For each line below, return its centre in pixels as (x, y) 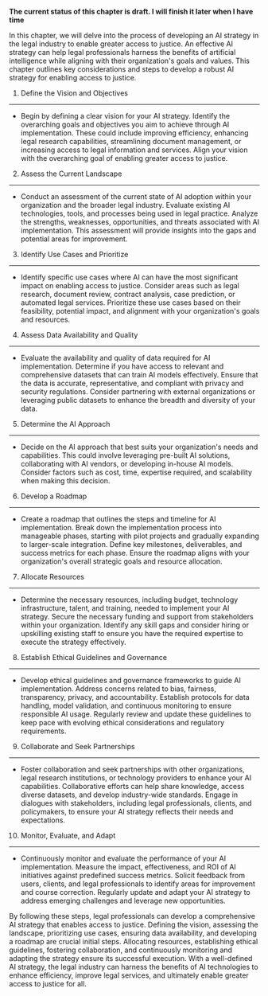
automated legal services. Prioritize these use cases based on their (130, 303)
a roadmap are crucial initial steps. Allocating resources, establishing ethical (134, 941)
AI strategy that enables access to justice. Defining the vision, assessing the (134, 924)
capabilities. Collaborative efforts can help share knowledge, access (132, 786)
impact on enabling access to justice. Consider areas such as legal (130, 285)
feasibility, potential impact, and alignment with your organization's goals (140, 311)
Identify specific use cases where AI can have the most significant (129, 277)
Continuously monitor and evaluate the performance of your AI (123, 858)
